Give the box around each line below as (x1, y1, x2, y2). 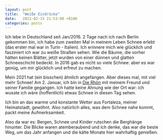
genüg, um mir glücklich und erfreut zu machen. (5, 65, 102, 71)
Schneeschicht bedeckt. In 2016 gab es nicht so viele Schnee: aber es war (5, 60, 155, 66)
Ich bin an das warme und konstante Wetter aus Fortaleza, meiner (5, 99, 138, 105)
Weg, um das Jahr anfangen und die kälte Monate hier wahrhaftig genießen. (5, 129, 159, 135)
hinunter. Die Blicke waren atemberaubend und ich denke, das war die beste (5, 124, 159, 130)
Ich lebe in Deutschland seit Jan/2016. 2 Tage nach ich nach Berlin (5, 34, 139, 40)
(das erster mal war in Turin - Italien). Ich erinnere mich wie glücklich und (5, 44, 152, 50)
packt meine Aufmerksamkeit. (5, 110, 65, 116)
